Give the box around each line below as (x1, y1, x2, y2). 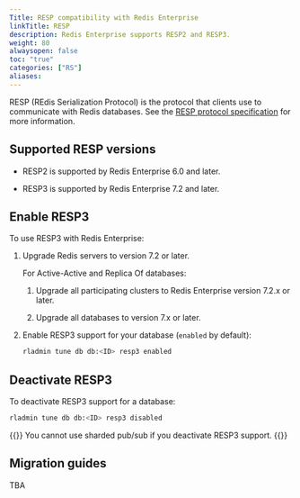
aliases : (9, 72, 42, 81)
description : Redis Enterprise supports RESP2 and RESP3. (9, 30, 231, 39)
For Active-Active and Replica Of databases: (22, 267, 187, 279)
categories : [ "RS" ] (9, 64, 83, 73)
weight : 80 (9, 38, 50, 48)
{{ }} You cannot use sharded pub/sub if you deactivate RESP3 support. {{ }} (9, 430, 288, 440)
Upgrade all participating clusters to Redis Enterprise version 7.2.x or (35, 285, 290, 296)
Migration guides (9, 456, 107, 471)
